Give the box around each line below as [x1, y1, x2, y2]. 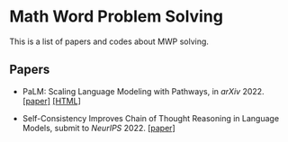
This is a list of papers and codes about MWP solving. [9, 36, 210, 47]
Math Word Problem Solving [9, 6, 223, 27]
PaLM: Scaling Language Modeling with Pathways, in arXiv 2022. [22, 85, 265, 96]
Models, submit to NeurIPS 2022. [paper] [22, 122, 175, 133]
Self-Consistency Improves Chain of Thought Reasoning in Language [22, 112, 280, 123]
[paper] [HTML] [22, 95, 81, 106]
